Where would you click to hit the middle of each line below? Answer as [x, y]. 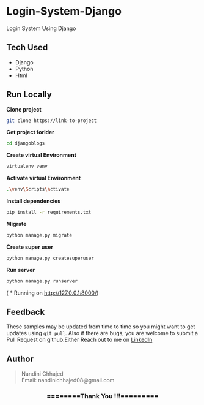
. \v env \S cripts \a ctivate [38, 189]
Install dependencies [34, 201]
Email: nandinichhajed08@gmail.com [68, 380]
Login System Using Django [41, 28]
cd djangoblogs [26, 143]
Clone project [24, 109]
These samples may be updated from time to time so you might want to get [101, 327]
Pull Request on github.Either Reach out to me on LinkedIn [79, 340]
